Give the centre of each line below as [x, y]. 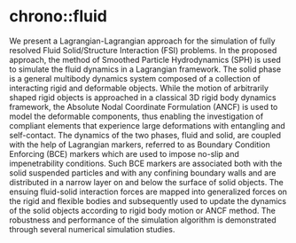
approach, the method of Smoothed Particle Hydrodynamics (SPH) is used [145, 59]
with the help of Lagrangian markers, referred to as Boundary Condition [140, 145]
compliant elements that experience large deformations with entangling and [147, 125]
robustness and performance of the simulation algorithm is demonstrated [143, 220]
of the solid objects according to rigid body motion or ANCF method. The [143, 210]
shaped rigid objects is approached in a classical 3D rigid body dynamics [143, 97]
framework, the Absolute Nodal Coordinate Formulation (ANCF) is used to [144, 106]
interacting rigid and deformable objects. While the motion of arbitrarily [139, 88]
